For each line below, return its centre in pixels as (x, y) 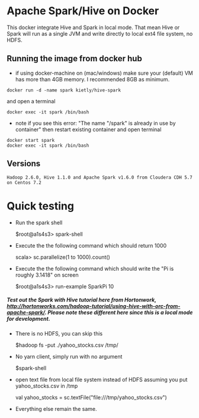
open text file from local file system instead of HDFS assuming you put (101, 380)
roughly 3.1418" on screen (47, 275)
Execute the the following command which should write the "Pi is (94, 268)
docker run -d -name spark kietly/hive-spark (64, 90)
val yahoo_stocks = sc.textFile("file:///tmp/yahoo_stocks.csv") (91, 398)
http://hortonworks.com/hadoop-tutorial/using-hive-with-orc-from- (94, 306)
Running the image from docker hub (75, 58)
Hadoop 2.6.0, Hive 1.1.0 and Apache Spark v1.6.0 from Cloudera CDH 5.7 (100, 177)
